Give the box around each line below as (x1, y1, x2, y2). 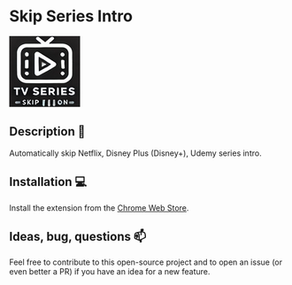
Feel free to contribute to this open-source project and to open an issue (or (9, 257, 283, 267)
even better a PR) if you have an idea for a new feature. (9, 266, 211, 277)
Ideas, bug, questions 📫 (9, 228, 147, 244)
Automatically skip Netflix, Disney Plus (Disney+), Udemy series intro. (9, 148, 263, 158)
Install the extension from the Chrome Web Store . (9, 202, 189, 213)
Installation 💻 (9, 174, 88, 189)
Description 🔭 (9, 124, 86, 139)
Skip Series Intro (9, 6, 134, 27)
